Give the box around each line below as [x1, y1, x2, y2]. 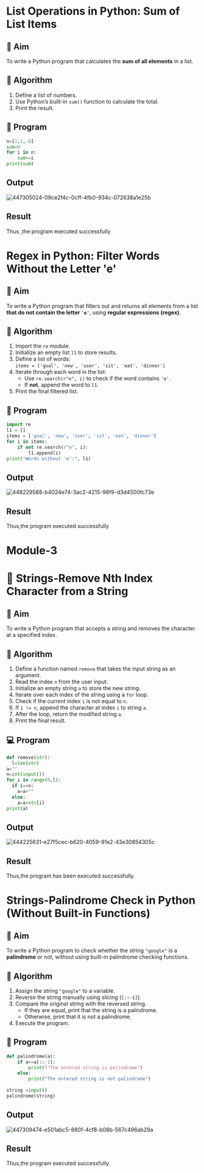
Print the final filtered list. [15, 388, 79, 395]
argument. [15, 672, 41, 678]
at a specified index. [6, 632, 57, 639]
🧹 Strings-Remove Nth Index [6, 571, 153, 585]
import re [6, 421, 32, 428]
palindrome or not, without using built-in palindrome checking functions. [6, 953, 189, 960]
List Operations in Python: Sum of [6, 4, 180, 18]
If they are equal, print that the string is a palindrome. [24, 1007, 158, 1013]
